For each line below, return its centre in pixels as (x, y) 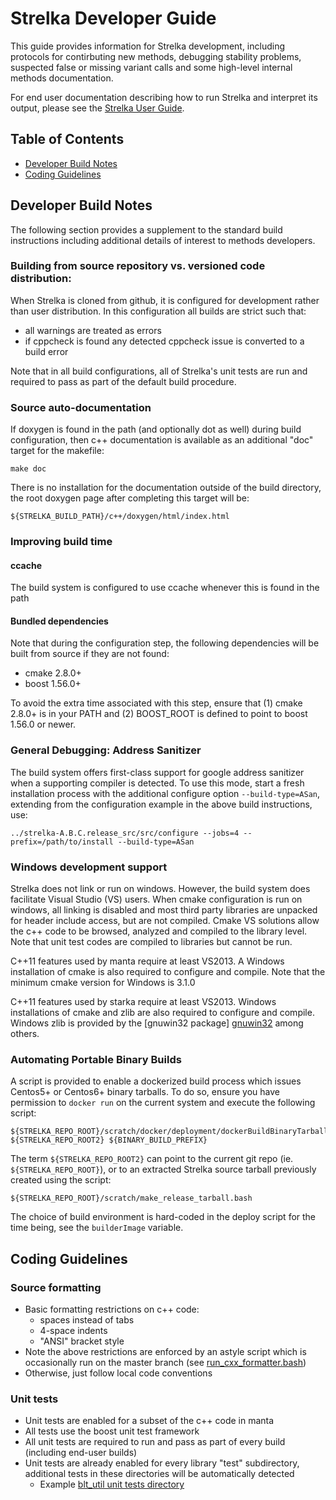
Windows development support (89, 867)
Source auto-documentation (81, 407)
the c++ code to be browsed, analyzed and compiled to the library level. (159, 931)
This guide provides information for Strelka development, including (148, 46)
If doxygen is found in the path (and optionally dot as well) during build (156, 429)
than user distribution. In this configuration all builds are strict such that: (158, 311)
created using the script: (61, 1180)
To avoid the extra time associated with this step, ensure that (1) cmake (156, 703)
